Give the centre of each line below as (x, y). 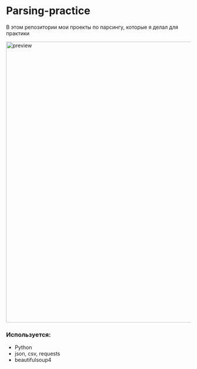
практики (18, 33)
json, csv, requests (37, 354)
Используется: (28, 334)
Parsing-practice (48, 11)
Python (23, 347)
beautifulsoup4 (33, 360)
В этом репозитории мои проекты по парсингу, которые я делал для (92, 27)
